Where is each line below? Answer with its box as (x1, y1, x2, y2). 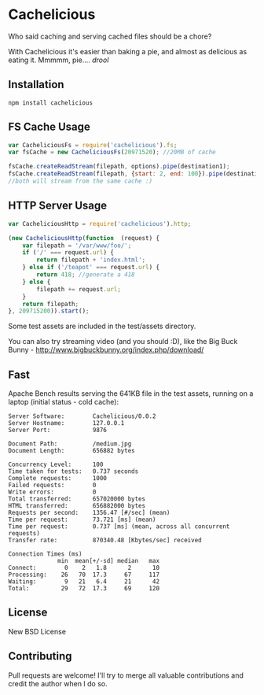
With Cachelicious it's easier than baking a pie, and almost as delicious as (8, 46, 247, 56)
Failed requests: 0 (8, 482, 97, 490)
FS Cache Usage (8, 120, 90, 134)
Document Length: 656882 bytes (8, 447, 135, 455)
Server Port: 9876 (8, 427, 108, 434)
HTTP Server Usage (8, 199, 108, 213)
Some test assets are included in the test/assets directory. (8, 321, 196, 331)
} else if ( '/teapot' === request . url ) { (22, 264, 159, 272)
